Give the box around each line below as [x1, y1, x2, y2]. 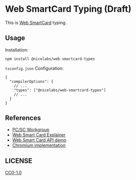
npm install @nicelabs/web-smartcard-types [5, 56, 95, 61]
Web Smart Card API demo [12, 137, 67, 143]
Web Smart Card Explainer [12, 132, 66, 138]
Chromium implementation [12, 142, 66, 148]
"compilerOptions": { [9, 79, 54, 84]
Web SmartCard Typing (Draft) [5, 3, 132, 15]
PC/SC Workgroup [12, 127, 50, 133]
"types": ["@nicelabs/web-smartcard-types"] [14, 87, 106, 93]
